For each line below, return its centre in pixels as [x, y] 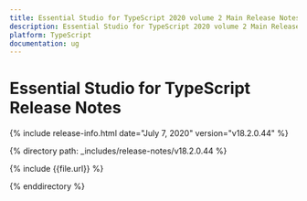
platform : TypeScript [51, 35]
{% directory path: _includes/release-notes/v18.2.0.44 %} [118, 151]
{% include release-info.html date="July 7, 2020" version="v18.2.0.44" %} [149, 133]
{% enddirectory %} [47, 186]
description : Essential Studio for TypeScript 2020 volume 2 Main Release [155, 26]
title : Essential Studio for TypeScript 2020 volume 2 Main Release [143, 18]
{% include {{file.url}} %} [57, 169]
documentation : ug [44, 43]
